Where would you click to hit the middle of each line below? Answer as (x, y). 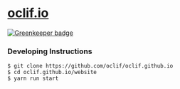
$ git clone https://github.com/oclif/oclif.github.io (90, 66)
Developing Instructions (50, 51)
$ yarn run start (33, 79)
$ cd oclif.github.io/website (52, 73)
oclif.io (28, 13)
